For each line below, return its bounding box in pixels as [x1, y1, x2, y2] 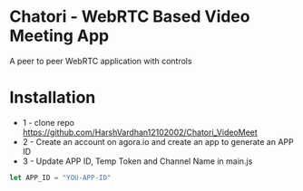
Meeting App [9, 25, 110, 46]
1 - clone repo [22, 117, 75, 128]
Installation [9, 88, 96, 108]
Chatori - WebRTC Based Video [9, 6, 250, 27]
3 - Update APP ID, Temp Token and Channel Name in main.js [22, 156, 253, 167]
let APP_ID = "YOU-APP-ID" [9, 173, 112, 182]
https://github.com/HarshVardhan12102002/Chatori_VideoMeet [22, 127, 259, 138]
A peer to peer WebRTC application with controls [9, 55, 192, 66]
